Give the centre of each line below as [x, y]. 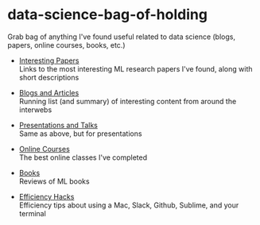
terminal [33, 213]
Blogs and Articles [49, 92]
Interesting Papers [49, 60]
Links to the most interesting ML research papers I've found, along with [136, 68]
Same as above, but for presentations [80, 134]
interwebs [35, 110]
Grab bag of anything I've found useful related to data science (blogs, [122, 37]
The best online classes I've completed [83, 157]
